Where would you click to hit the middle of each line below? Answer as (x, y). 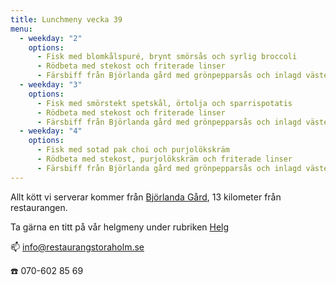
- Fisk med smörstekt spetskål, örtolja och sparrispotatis (164, 103)
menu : (21, 29)
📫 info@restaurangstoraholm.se (77, 247)
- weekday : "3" (51, 85)
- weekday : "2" (51, 38)
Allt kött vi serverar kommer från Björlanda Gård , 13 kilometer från (146, 197)
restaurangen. (39, 207)
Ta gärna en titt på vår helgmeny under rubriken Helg (120, 227)
